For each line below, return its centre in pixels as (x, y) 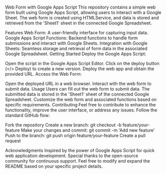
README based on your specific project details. (54, 166)
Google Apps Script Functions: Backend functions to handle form (71, 38)
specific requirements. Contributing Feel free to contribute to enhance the (81, 105)
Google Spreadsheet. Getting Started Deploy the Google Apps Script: (76, 54)
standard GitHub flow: (28, 115)
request (13, 141)
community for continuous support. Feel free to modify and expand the (78, 161)
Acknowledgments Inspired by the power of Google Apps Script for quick (80, 150)
